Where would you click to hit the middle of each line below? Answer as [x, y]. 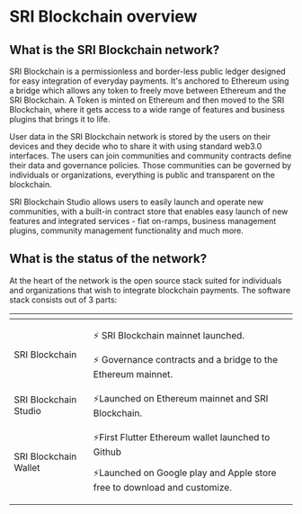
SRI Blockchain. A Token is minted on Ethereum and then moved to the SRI [147, 100]
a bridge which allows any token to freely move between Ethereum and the [148, 90]
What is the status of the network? [108, 259]
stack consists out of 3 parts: [63, 300]
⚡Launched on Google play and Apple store [185, 473]
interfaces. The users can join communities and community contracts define [151, 156]
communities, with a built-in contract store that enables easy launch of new [149, 212]
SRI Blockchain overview [103, 17]
